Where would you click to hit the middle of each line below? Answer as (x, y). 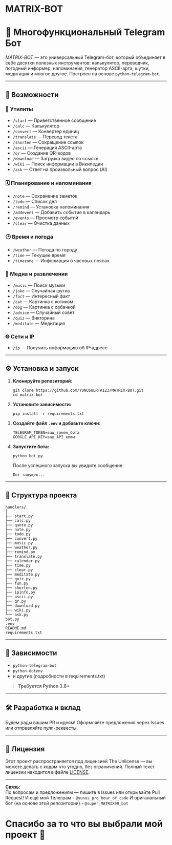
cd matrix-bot (28, 395)
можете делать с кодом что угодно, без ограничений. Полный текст (80, 767)
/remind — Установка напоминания (51, 207)
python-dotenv (28, 671)
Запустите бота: (31, 447)
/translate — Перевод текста (45, 137)
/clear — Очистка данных (41, 223)
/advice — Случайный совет (44, 312)
